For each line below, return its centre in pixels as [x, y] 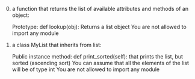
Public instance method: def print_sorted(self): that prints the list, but [97, 56]
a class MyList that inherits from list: [57, 45]
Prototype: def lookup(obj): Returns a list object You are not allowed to [99, 27]
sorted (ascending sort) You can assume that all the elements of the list [101, 63]
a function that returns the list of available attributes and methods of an [100, 9]
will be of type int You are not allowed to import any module [86, 69]
